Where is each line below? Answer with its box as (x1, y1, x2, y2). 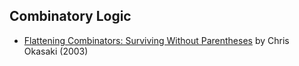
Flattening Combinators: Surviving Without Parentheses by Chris (23, 34, 290, 46)
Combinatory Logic (9, 8, 132, 25)
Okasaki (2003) (23, 45, 89, 57)
